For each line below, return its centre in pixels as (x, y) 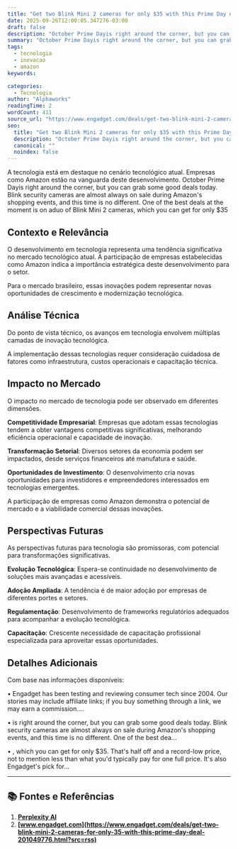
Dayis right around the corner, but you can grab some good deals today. (113, 187)
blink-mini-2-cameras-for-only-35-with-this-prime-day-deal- (111, 832)
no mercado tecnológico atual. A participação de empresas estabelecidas (115, 257)
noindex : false (36, 152)
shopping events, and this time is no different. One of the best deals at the (115, 202)
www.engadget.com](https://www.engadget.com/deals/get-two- (120, 824)
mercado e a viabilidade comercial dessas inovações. (85, 509)
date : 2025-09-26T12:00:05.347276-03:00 (68, 21)
